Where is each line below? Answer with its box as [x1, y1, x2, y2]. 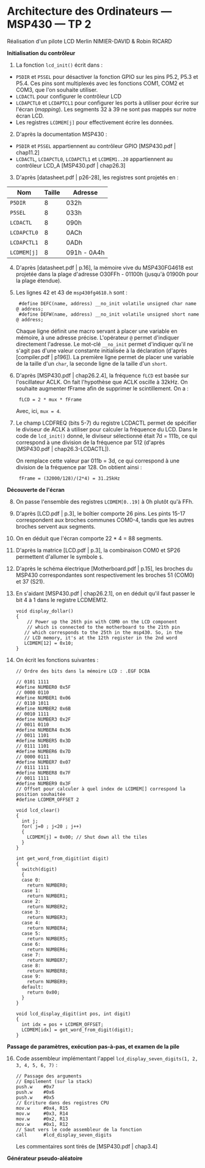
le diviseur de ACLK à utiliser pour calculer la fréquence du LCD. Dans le [15, 425, 198, 433]
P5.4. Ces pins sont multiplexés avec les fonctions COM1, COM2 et [15, 80, 184, 87]
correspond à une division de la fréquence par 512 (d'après [15, 439, 165, 446]
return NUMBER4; [27, 925, 68, 931]
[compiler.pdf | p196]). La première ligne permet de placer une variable [15, 353, 194, 360]
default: [21, 984, 44, 990]
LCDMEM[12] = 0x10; [24, 640, 74, 646]
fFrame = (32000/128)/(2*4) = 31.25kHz [18, 475, 120, 482]
